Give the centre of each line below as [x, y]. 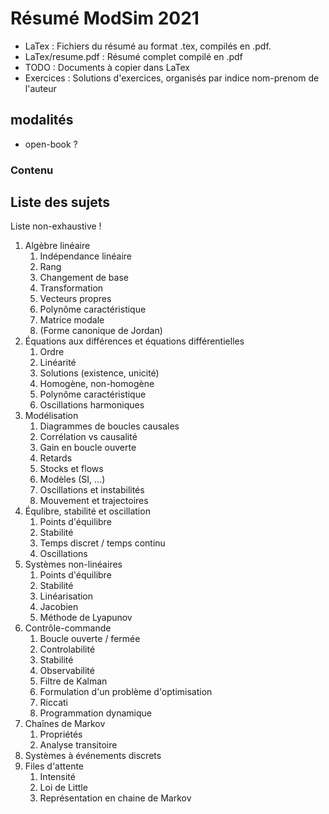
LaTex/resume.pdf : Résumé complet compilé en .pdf [133, 56]
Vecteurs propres [75, 299]
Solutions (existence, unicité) [99, 373]
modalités [42, 120]
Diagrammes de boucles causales [109, 426]
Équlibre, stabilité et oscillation [87, 511]
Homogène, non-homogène [97, 384]
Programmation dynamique [95, 713]
